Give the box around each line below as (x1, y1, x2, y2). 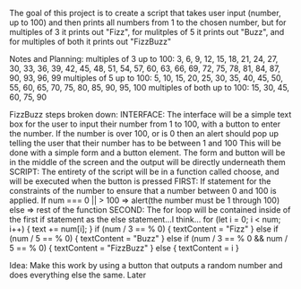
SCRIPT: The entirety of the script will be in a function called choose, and (9, 166, 279, 177)
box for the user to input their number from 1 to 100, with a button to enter (9, 118, 280, 129)
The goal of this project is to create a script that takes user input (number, (9, 8, 281, 18)
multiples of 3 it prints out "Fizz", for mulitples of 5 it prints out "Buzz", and (9, 27, 285, 37)
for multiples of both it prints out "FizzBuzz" (9, 36, 172, 47)
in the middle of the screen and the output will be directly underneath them (9, 157, 287, 167)
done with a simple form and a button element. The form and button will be (9, 147, 286, 158)
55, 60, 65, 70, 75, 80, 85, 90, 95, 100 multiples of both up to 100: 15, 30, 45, (9, 83, 289, 92)
